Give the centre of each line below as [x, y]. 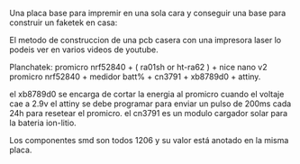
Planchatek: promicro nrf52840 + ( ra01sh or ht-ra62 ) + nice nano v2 [138, 67]
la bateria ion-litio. [43, 123]
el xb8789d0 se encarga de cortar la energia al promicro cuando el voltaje [147, 94]
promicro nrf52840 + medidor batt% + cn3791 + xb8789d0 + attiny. [135, 77]
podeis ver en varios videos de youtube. [84, 50]
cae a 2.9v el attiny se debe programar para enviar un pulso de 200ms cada [150, 104]
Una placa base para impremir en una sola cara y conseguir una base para [148, 13]
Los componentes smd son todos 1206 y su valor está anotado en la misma [149, 140]
